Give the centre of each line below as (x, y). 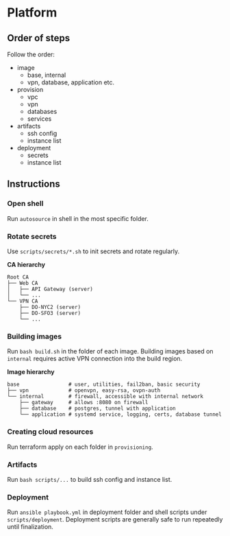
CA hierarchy (26, 264)
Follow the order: (31, 54)
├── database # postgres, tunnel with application (98, 409)
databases (42, 112)
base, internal (47, 75)
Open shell (25, 204)
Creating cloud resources (50, 432)
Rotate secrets (32, 236)
